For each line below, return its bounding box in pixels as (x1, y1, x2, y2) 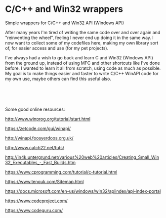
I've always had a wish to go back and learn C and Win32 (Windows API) (5, 54, 153, 60)
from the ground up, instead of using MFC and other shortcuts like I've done (5, 60, 160, 66)
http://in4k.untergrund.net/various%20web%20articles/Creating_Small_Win (5, 154, 160, 160)
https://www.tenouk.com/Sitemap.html (5, 178, 84, 184)
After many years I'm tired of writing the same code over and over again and (5, 29, 161, 35)
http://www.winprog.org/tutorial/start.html (5, 116, 90, 122)
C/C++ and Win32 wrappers (5, 3, 124, 15)
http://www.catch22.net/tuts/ (5, 144, 65, 150)
